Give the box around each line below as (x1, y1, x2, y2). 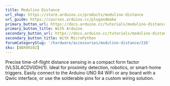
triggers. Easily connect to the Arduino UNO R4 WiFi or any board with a (5, 69, 156, 76)
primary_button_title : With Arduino (5, 26, 82, 31)
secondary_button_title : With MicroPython (5, 36, 96, 41)
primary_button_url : (5, 21, 49, 27)
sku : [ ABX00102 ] (5, 45, 39, 50)
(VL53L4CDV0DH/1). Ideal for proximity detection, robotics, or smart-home (5, 64, 161, 70)
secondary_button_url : (5, 31, 53, 36)
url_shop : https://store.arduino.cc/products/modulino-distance (5, 12, 144, 17)
